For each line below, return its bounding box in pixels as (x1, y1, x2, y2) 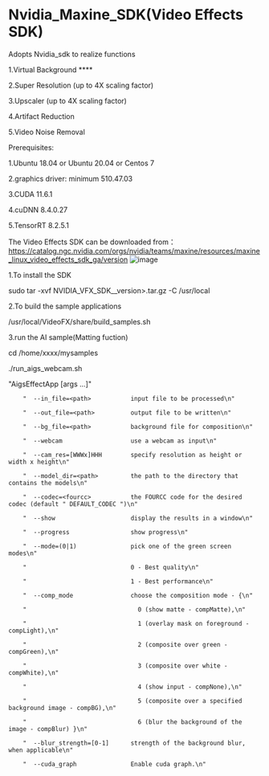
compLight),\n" (8, 627, 59, 635)
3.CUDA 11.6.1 (8, 189, 53, 198)
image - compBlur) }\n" (8, 725, 88, 733)
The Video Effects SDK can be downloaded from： (8, 237, 176, 247)
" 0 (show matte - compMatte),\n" (22, 605, 247, 614)
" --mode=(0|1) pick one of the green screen (22, 542, 231, 550)
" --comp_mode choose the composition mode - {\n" (22, 591, 253, 599)
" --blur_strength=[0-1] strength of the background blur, (22, 739, 247, 747)
